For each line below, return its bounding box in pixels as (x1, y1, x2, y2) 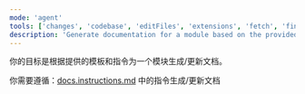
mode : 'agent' (9, 13, 64, 23)
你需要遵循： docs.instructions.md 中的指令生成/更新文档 (9, 75, 221, 86)
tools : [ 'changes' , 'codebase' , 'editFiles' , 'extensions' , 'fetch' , (9, 22, 279, 31)
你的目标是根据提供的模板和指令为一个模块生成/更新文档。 (9, 56, 228, 67)
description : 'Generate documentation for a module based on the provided (9, 30, 299, 39)
